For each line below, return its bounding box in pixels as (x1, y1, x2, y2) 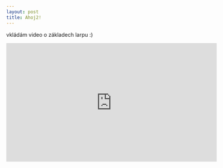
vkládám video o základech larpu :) (6, 31, 93, 38)
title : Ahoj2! (6, 14, 42, 20)
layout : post (6, 8, 39, 15)
